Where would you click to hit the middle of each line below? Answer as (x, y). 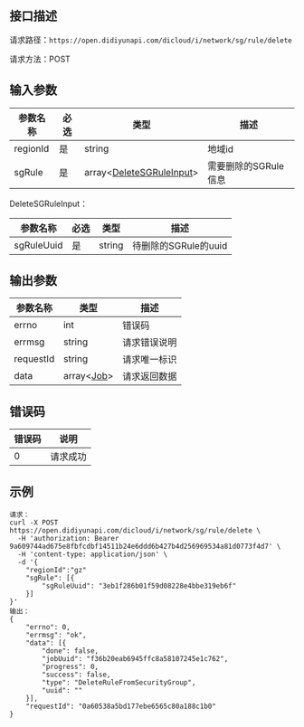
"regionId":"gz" (57, 571)
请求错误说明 (149, 343)
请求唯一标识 (149, 360)
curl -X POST (34, 523)
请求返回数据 (149, 376)
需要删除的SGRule (246, 165)
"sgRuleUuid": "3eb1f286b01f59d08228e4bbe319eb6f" (139, 586)
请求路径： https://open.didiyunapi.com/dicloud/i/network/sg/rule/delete (151, 40)
